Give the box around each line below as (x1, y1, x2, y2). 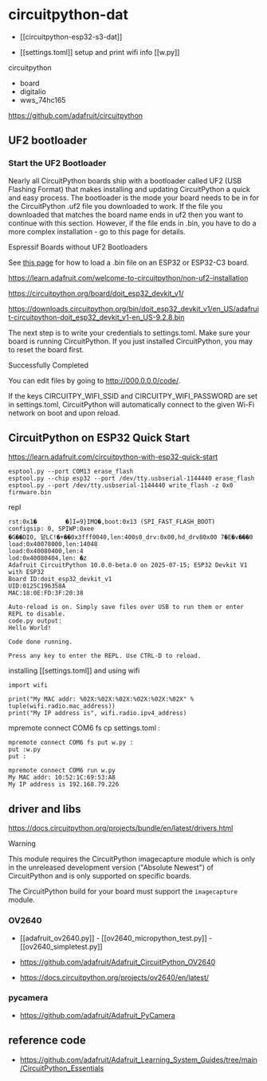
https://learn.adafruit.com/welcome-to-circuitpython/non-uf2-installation (8, 273, 249, 282)
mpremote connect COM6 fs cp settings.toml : (8, 723, 161, 733)
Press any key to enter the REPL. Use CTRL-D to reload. (8, 652, 202, 660)
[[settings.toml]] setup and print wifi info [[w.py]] (19, 47, 180, 57)
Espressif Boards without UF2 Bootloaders (8, 242, 148, 252)
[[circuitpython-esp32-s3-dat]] (19, 32, 123, 41)
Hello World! (8, 624, 52, 632)
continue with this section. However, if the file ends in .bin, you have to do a (8, 218, 257, 228)
